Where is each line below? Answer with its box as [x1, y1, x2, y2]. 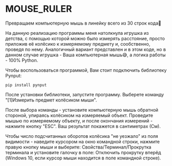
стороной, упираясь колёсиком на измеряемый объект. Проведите [5, 112, 154, 118]
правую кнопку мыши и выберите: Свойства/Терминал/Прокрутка [5, 144, 152, 150]
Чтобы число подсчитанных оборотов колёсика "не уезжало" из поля [5, 133, 159, 139]
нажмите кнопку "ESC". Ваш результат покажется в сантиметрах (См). [5, 123, 161, 129]
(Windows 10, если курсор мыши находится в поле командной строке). [5, 155, 161, 161]
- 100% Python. [5, 57, 38, 63]
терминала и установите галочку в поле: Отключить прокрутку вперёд [5, 149, 161, 155]
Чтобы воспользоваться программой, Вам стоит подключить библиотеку [5, 67, 167, 73]
